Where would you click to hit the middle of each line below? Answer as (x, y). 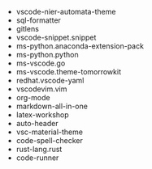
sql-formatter (38, 20)
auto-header (37, 123)
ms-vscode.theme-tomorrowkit (69, 72)
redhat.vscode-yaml (50, 80)
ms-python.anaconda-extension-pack (80, 46)
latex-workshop (42, 115)
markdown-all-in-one (52, 106)
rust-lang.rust (39, 149)
